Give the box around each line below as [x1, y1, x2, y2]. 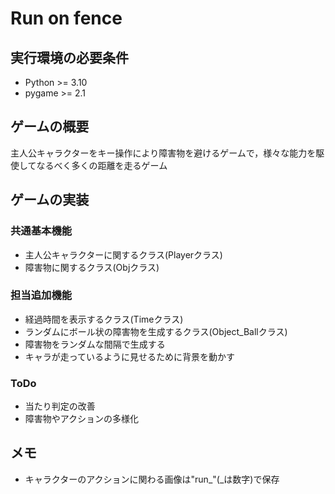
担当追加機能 [10, 288, 73, 302]
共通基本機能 [10, 224, 73, 238]
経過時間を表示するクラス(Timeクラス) [24, 313, 184, 325]
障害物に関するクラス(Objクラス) [24, 261, 160, 273]
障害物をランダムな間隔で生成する [24, 338, 166, 350]
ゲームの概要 [10, 118, 90, 136]
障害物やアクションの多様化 [24, 413, 140, 425]
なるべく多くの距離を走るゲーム [36, 159, 168, 171]
